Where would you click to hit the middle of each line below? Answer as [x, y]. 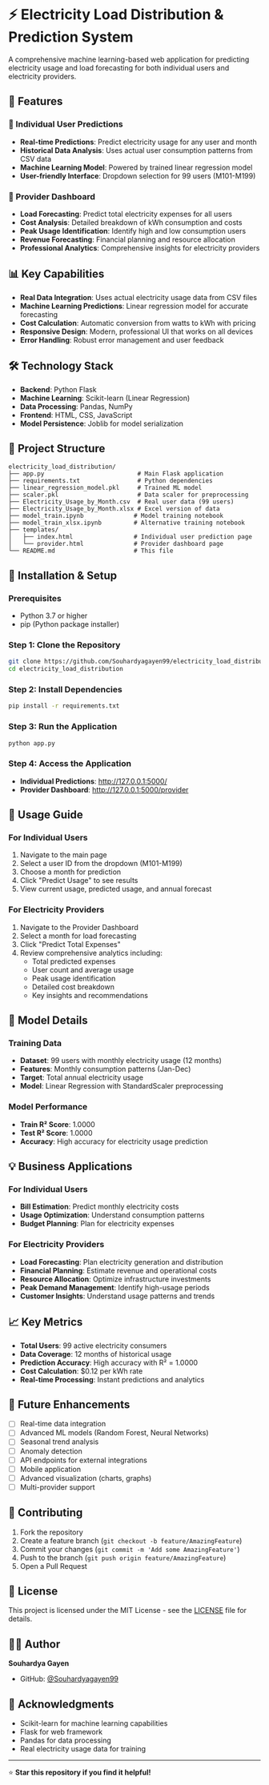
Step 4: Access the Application [70, 764]
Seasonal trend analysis [59, 1442]
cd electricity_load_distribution [66, 669]
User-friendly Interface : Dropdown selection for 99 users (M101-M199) [138, 175]
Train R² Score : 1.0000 [58, 1124]
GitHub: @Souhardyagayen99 [69, 1679]
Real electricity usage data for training [83, 1749]
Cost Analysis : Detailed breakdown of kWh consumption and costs [131, 222]
